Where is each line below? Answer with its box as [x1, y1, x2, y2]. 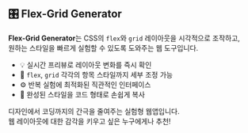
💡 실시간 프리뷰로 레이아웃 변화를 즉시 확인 [19, 59, 152, 70]
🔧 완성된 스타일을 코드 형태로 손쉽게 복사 [19, 89, 145, 99]
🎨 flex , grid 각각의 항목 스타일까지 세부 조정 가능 [19, 70, 173, 79]
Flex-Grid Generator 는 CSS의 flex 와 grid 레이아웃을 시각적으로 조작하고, [8, 33, 240, 43]
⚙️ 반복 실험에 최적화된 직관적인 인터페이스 [19, 79, 151, 89]
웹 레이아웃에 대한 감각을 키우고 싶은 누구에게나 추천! [8, 116, 171, 126]
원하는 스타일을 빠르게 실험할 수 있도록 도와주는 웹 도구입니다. [8, 43, 199, 52]
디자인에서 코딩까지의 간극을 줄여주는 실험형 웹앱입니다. [8, 106, 180, 116]
